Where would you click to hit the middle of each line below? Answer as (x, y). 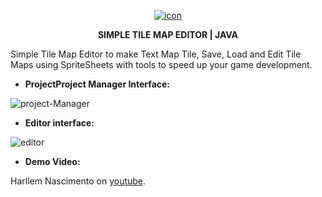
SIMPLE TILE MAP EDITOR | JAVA (168, 34)
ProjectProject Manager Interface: (97, 84)
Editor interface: (59, 123)
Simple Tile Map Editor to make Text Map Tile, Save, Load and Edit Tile (156, 54)
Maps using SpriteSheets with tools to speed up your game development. (161, 64)
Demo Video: (52, 161)
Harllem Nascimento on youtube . (78, 181)
